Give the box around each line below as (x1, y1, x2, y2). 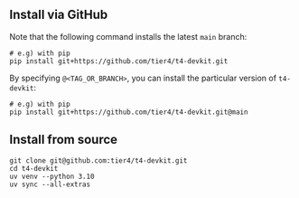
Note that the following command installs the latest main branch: (9, 31, 248, 42)
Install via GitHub (9, 7, 108, 23)
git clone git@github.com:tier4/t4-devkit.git (9, 156, 188, 165)
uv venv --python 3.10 (9, 172, 95, 181)
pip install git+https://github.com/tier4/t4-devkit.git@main (9, 108, 248, 117)
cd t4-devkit (9, 164, 59, 173)
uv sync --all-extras (9, 180, 91, 189)
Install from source (9, 132, 118, 147)
